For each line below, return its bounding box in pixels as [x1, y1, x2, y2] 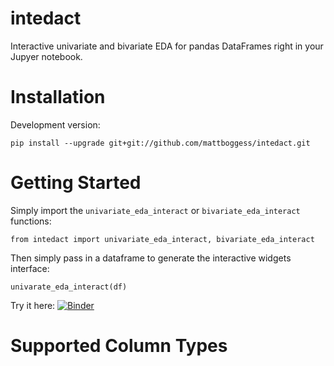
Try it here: [10, 299, 56, 311]
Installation [10, 86, 106, 109]
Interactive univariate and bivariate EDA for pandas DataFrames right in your [10, 40, 324, 52]
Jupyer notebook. [10, 50, 83, 62]
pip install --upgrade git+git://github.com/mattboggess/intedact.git [10, 138, 311, 148]
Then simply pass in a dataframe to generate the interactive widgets [10, 252, 292, 264]
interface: [10, 262, 50, 274]
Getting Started [10, 172, 142, 194]
